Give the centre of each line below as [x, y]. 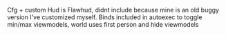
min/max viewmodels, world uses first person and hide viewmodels [103, 24]
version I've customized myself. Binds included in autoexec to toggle [105, 17]
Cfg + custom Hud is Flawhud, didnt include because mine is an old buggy [113, 10]
